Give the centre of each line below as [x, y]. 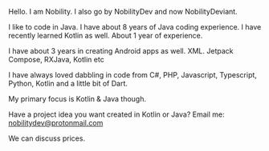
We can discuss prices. [47, 138]
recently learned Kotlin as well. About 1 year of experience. [106, 36]
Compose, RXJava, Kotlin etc [56, 60]
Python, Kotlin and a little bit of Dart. [68, 83]
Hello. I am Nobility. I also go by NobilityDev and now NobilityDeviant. [123, 12]
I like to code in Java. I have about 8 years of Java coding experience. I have [135, 27]
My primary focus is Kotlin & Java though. [77, 99]
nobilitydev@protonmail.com [56, 123]
